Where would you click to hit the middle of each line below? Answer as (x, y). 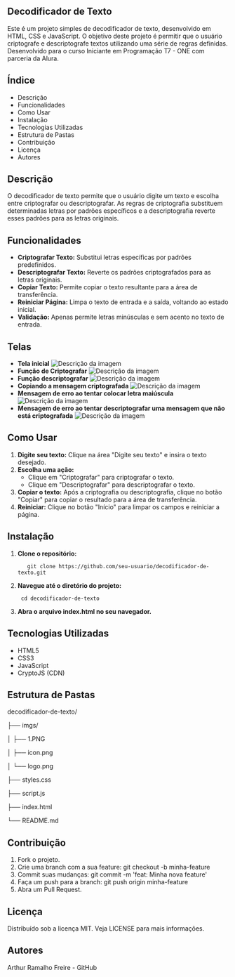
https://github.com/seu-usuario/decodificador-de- (134, 566)
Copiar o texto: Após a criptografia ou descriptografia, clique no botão (120, 492)
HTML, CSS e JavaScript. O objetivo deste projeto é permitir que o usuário (115, 36)
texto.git (32, 572)
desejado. (32, 462)
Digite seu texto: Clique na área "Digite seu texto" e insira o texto (112, 454)
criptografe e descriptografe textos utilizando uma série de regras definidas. (117, 43)
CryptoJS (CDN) (41, 673)
